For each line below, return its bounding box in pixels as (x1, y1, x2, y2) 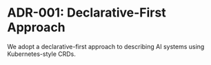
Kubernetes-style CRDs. (7, 50, 76, 58)
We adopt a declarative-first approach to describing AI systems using (7, 42, 205, 50)
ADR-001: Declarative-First (7, 5, 167, 21)
